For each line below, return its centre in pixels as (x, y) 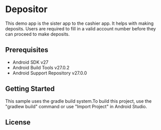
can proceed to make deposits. (37, 34)
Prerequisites (27, 50)
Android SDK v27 (31, 62)
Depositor (26, 9)
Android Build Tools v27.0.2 (41, 67)
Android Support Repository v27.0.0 (50, 73)
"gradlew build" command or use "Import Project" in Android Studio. (76, 106)
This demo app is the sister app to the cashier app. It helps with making (79, 23)
